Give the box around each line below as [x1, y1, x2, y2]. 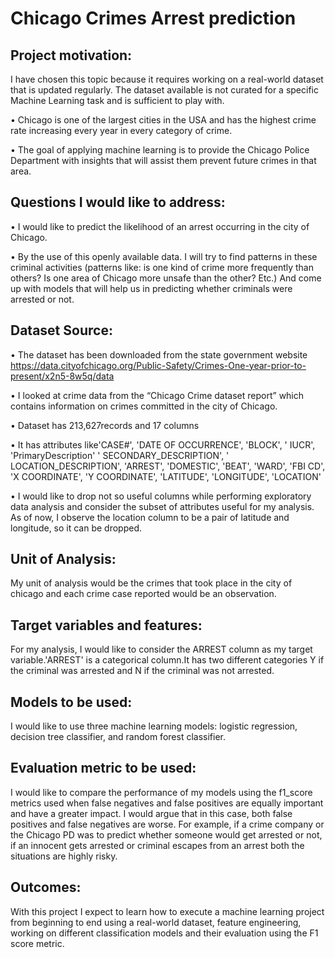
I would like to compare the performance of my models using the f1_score [10, 786, 313, 798]
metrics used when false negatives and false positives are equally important [10, 797, 324, 809]
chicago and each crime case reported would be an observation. [10, 588, 277, 600]
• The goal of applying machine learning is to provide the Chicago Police [10, 144, 310, 156]
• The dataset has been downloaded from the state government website [10, 348, 308, 361]
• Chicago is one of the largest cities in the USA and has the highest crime [10, 114, 317, 126]
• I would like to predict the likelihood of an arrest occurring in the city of [10, 220, 310, 232]
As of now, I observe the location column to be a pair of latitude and [10, 511, 290, 523]
